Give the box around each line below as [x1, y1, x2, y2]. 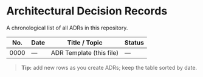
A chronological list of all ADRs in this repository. [6, 24, 128, 31]
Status [124, 38, 144, 46]
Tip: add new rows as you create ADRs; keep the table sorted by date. [21, 64, 198, 71]
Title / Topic [67, 38, 103, 46]
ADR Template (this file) [50, 48, 119, 57]
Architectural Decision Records [6, 4, 168, 18]
